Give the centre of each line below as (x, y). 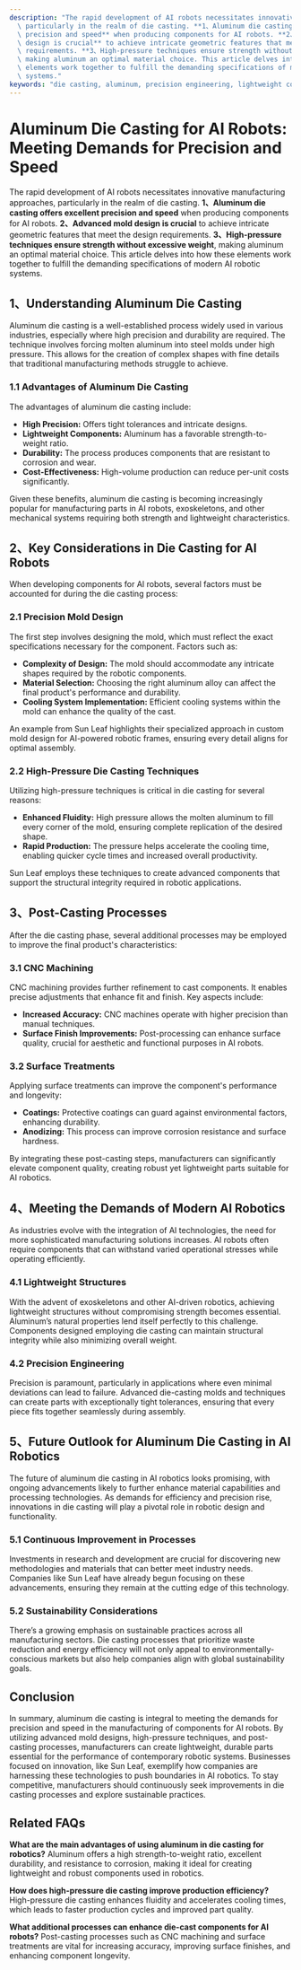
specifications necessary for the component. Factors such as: (124, 646)
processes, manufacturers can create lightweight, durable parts (156, 1747)
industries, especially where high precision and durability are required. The (147, 335)
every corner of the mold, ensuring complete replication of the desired (152, 827)
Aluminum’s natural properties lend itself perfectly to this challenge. (134, 1321)
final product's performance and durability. (101, 692)
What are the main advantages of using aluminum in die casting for (137, 1844)
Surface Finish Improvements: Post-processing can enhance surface (151, 1034)
